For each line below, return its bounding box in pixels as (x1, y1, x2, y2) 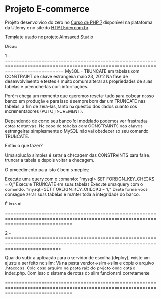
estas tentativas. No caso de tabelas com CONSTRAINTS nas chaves (5, 123, 143, 129)
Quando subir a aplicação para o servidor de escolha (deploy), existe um (5, 254, 150, 260)
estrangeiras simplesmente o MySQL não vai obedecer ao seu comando (5, 128, 149, 134)
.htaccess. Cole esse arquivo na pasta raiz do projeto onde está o (5, 265, 136, 271)
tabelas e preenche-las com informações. (5, 83, 88, 89)
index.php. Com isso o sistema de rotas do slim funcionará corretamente (5, 270, 150, 276)
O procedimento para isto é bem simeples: (5, 166, 90, 173)
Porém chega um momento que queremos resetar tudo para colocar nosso (5, 93, 154, 99)
